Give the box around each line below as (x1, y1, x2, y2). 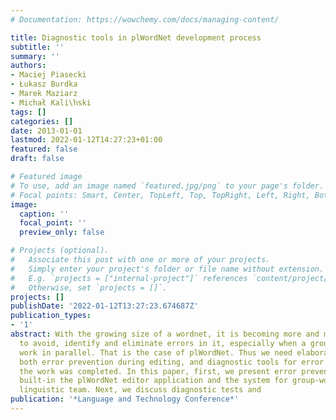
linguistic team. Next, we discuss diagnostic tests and (19, 385, 262, 395)
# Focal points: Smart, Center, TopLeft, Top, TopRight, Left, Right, (10, 190, 311, 200)
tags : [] (10, 107, 47, 117)
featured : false (10, 144, 78, 155)
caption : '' (19, 209, 70, 219)
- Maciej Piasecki (10, 70, 87, 80)
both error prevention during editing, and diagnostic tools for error (19, 357, 325, 367)
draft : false (10, 154, 65, 164)
